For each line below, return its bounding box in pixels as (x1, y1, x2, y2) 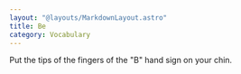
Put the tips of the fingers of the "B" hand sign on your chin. (9, 55, 233, 66)
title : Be (9, 22, 47, 31)
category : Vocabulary (9, 30, 91, 39)
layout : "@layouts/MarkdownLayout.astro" (9, 13, 168, 23)
